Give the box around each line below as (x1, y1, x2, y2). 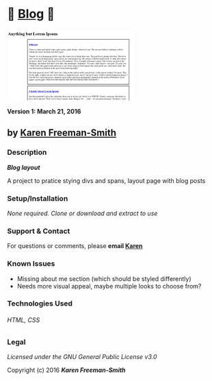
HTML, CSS (7, 316, 40, 324)
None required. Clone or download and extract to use (7, 209, 158, 217)
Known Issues (7, 259, 55, 269)
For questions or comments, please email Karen (7, 242, 143, 250)
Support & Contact (7, 226, 70, 236)
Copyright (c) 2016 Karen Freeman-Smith (7, 366, 126, 374)
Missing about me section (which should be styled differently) (16, 274, 191, 283)
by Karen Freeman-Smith (7, 127, 117, 139)
